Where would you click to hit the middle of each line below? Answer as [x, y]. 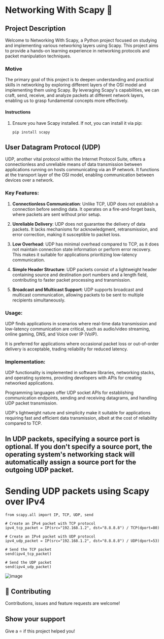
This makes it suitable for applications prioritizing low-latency [75, 254]
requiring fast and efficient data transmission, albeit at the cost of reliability [81, 418]
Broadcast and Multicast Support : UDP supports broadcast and [78, 290]
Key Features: [22, 193]
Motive [14, 69]
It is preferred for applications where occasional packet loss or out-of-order [82, 344]
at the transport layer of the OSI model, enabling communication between [80, 175]
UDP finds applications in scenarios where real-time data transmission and [81, 323]
